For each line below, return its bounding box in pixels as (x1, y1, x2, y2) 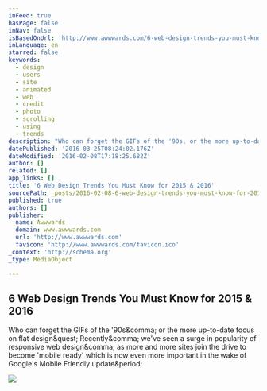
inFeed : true (8, 11, 52, 20)
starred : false (8, 48, 59, 56)
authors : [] (8, 203, 48, 211)
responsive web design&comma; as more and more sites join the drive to (8, 343, 246, 352)
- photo (15, 108, 41, 116)
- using (15, 122, 41, 130)
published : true (8, 196, 62, 204)
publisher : (8, 211, 44, 219)
